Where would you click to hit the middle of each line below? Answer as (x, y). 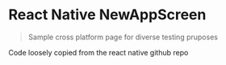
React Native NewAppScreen (107, 15)
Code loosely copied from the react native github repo (98, 52)
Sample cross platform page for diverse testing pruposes (123, 37)
